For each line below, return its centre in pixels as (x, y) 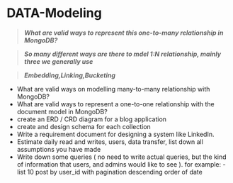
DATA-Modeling (54, 13)
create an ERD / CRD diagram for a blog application (92, 119)
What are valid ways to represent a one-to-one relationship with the (116, 104)
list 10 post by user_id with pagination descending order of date (109, 172)
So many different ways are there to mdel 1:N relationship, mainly (123, 54)
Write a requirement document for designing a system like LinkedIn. (115, 134)
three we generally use (58, 61)
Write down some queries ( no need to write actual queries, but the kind (122, 157)
